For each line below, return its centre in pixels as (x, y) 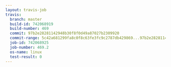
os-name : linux (26, 52)
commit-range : (25, 38)
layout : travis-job (26, 10)
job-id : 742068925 (30, 43)
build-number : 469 (30, 29)
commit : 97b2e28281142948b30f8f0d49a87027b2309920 (65, 33)
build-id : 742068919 (32, 24)
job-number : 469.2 (30, 47)
